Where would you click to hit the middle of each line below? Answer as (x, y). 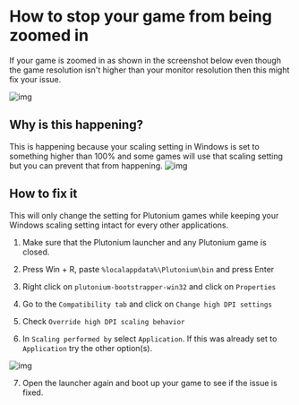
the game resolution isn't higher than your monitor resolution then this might (149, 70)
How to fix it (43, 194)
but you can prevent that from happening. (86, 165)
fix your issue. (35, 79)
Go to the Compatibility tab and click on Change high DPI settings (147, 304)
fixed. (33, 392)
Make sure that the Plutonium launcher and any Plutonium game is (144, 242)
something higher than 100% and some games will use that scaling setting (146, 156)
